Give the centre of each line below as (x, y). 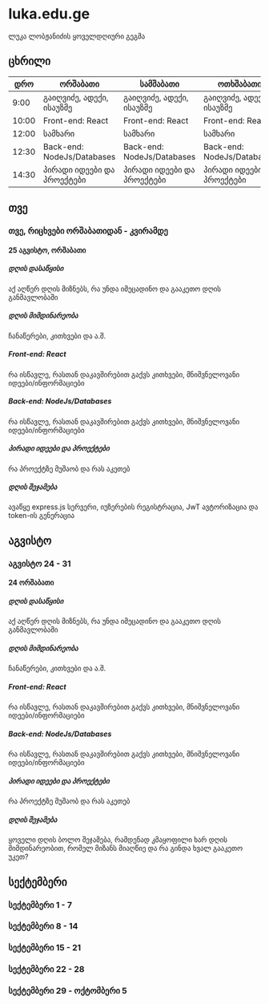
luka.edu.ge (49, 14)
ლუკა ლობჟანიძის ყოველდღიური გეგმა (77, 36)
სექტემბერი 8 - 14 (43, 926)
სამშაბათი (160, 83)
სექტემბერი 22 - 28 (46, 970)
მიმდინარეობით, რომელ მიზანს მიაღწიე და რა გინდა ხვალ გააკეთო (125, 848)
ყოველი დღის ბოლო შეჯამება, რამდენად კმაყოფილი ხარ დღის (118, 840)
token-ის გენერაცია (41, 516)
